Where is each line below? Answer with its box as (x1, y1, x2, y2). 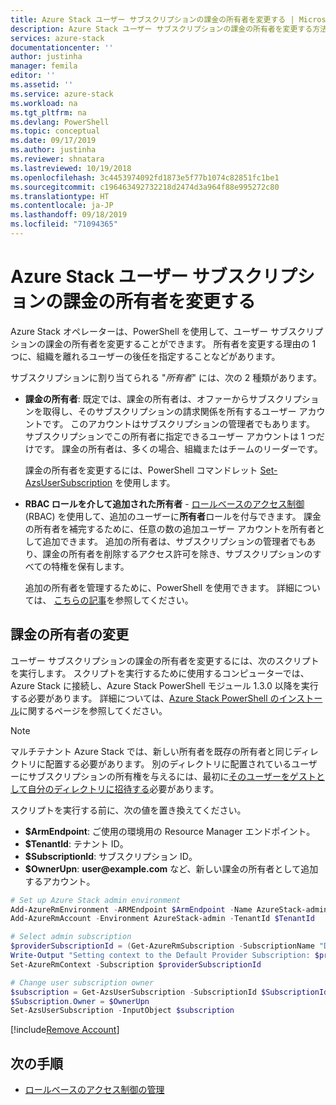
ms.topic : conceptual (10, 126, 101, 136)
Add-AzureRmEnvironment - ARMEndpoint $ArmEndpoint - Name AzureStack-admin (10, 904, 329, 915)
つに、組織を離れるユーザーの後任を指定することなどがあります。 (10, 350, 281, 362)
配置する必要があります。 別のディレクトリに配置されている (44, 757, 292, 770)
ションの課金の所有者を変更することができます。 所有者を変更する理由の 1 (10, 337, 317, 350)
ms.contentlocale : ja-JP (10, 201, 114, 211)
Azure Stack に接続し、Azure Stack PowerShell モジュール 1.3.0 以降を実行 (10, 679, 319, 691)
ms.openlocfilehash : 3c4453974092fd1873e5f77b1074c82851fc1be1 (10, 172, 280, 183)
